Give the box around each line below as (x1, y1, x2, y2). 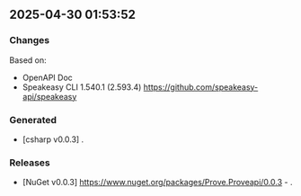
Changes (9, 34, 50, 47)
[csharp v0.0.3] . (22, 134, 84, 145)
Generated (9, 113, 57, 126)
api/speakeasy (22, 91, 77, 102)
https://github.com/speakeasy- (143, 81, 259, 93)
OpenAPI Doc (22, 72, 74, 83)
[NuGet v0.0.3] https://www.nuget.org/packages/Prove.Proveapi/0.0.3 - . (22, 177, 293, 188)
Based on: (9, 54, 47, 66)
